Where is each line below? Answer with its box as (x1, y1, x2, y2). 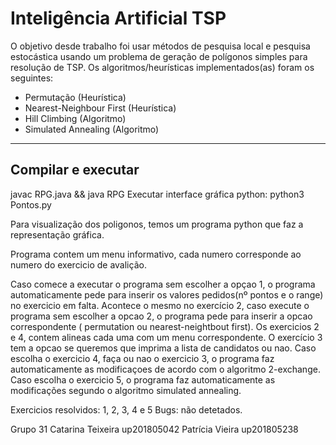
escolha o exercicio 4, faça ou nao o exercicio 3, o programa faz (10, 352, 275, 364)
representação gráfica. (10, 228, 105, 241)
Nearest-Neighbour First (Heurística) (24, 102, 177, 114)
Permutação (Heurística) (24, 91, 127, 103)
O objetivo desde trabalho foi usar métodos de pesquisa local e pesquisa (10, 40, 311, 52)
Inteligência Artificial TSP (10, 7, 227, 30)
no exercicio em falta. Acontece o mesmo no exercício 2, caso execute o (10, 299, 310, 311)
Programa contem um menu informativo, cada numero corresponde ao (10, 248, 302, 260)
